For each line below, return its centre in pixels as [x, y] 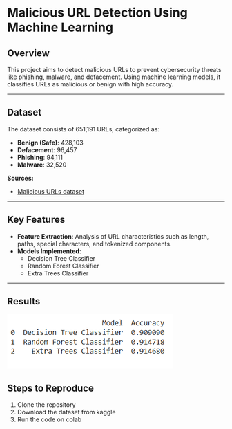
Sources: [20, 178]
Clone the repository [46, 405]
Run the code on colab [49, 419]
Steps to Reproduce [51, 388]
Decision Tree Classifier [61, 258]
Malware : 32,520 [42, 165]
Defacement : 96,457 [47, 149]
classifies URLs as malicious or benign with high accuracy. [90, 84]
